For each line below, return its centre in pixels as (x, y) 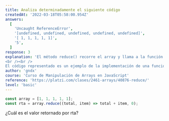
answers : (14, 19)
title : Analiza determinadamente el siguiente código (63, 10)
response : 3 (18, 52)
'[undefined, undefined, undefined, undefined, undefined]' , (79, 33)
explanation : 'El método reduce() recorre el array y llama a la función (84, 57)
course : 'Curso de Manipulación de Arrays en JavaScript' (67, 76)
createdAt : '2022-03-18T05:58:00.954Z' (47, 15)
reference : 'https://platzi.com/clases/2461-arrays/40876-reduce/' (77, 80)
